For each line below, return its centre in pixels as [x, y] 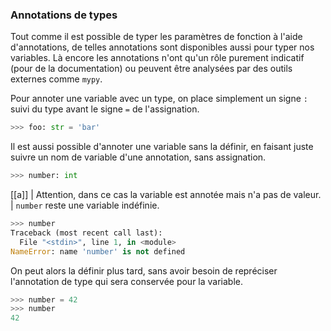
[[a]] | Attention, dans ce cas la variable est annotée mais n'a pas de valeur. [166, 195]
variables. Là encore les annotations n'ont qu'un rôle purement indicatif [157, 58]
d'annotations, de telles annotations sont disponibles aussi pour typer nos [162, 47]
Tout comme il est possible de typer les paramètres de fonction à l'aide [156, 37]
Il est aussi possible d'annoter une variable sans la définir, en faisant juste [162, 147]
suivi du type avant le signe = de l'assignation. [105, 109]
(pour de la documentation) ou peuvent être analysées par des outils [151, 69]
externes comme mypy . [56, 79]
